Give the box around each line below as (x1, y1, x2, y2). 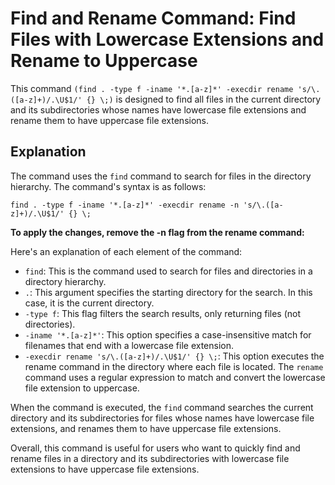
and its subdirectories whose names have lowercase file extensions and (10, 103, 307, 116)
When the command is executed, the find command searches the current (10, 401, 314, 413)
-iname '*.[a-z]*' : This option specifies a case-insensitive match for (24, 328, 312, 341)
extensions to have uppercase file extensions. (10, 463, 200, 475)
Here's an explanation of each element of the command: (10, 245, 243, 257)
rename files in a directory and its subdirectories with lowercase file (10, 452, 290, 464)
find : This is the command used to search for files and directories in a (24, 265, 313, 277)
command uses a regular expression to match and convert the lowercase (24, 371, 326, 383)
